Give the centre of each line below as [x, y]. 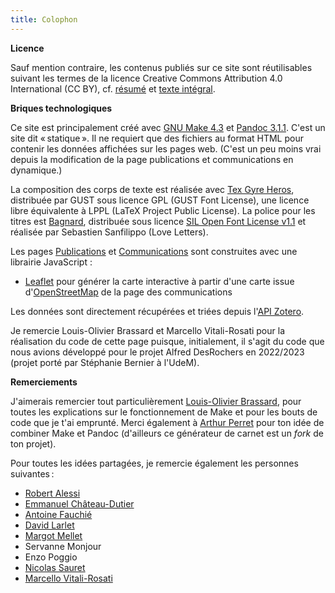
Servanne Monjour [63, 546]
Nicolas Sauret [55, 567]
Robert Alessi [52, 493]
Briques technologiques [61, 108]
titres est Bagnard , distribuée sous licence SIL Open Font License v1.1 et [158, 221]
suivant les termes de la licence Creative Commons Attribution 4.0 [146, 78]
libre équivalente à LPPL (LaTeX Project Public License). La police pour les [163, 210]
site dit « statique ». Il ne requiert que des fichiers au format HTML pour [157, 138]
